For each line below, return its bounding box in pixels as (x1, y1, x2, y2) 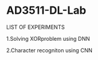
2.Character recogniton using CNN (6, 46, 93, 54)
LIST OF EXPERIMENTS (6, 23, 65, 31)
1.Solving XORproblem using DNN (6, 35, 90, 42)
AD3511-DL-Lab (6, 4, 87, 17)
